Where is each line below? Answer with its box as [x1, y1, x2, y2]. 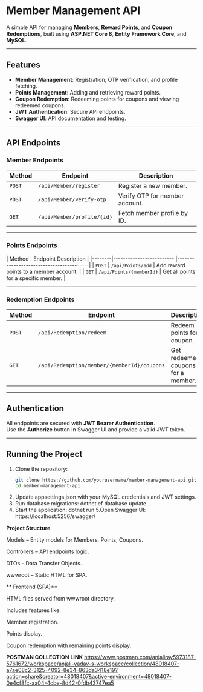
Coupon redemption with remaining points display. [6, 642, 132, 649]
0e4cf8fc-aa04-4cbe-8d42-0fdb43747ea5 [6, 679, 114, 687]
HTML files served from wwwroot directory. [6, 595, 115, 602]
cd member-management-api [14, 482, 80, 488]
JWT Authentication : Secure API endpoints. [14, 108, 126, 115]
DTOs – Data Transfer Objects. [6, 560, 82, 567]
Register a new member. [118, 182, 187, 190]
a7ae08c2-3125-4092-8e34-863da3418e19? [6, 667, 118, 674]
